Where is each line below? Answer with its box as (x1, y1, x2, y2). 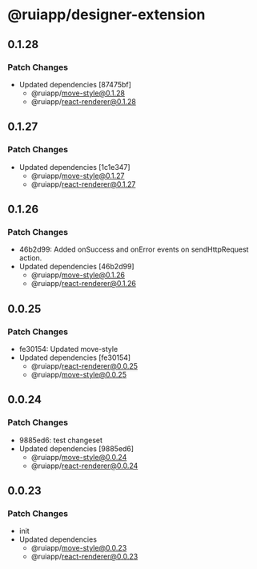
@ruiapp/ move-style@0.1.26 (30, 270, 126, 280)
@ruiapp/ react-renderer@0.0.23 (30, 551, 139, 562)
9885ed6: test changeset (18, 435, 103, 445)
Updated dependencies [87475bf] (18, 79, 131, 89)
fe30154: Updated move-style (18, 344, 118, 353)
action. (18, 253, 42, 263)
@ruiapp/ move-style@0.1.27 (30, 171, 125, 180)
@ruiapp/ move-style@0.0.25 (30, 369, 127, 379)
